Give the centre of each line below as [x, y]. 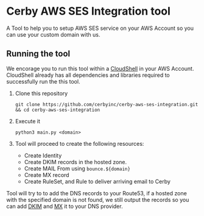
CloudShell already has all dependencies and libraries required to [88, 75]
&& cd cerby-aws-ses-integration [58, 110]
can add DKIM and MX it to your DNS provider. [65, 206]
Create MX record [47, 175]
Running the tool [38, 54]
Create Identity [43, 155]
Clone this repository [41, 93]
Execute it [28, 121]
